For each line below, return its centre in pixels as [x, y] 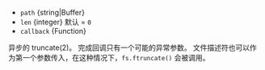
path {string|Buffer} [52, 12]
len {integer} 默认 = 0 [55, 22]
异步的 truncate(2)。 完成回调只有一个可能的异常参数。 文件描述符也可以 [129, 47]
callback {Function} [53, 31]
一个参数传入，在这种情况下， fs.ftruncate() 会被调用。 [116, 58]
